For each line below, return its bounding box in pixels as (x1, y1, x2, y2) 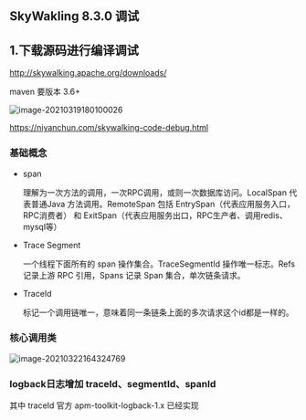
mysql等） (22, 221, 62, 232)
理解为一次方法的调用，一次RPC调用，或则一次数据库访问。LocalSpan (22, 186, 288, 198)
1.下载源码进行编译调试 (9, 42, 140, 58)
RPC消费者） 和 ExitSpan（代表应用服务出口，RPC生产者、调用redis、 (22, 209, 288, 221)
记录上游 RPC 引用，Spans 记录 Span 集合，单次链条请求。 (22, 269, 246, 280)
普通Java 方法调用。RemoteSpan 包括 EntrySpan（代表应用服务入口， (30, 198, 295, 209)
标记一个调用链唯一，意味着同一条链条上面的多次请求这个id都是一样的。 (22, 307, 294, 318)
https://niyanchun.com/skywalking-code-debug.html (9, 122, 208, 133)
